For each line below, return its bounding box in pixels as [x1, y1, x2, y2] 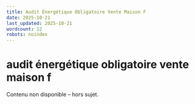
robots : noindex [6, 32, 48, 38]
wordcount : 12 [6, 26, 43, 32]
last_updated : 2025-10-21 [6, 20, 72, 26]
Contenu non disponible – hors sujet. [6, 91, 99, 98]
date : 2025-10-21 [6, 15, 51, 21]
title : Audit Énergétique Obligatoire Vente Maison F [6, 9, 147, 15]
